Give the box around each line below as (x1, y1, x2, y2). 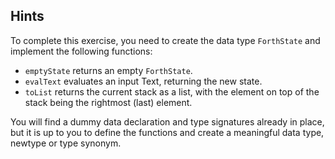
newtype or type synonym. (10, 137, 122, 149)
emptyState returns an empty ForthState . (24, 64, 193, 76)
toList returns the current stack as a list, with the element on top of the (24, 85, 320, 98)
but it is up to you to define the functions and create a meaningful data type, (10, 126, 325, 138)
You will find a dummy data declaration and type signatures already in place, (10, 115, 325, 128)
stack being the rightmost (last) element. (24, 96, 193, 108)
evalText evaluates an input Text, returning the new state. (24, 75, 263, 87)
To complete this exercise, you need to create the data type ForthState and (10, 34, 321, 46)
